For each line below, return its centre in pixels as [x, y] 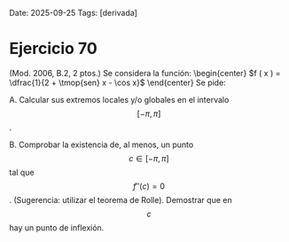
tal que [22, 172]
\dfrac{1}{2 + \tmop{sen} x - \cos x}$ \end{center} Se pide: [117, 82]
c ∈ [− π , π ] [149, 158]
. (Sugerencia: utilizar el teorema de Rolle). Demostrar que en [121, 199]
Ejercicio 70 [53, 49]
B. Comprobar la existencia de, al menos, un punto [102, 144]
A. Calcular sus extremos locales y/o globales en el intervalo [119, 99]
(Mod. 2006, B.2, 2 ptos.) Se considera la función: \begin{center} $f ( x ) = [145, 73]
